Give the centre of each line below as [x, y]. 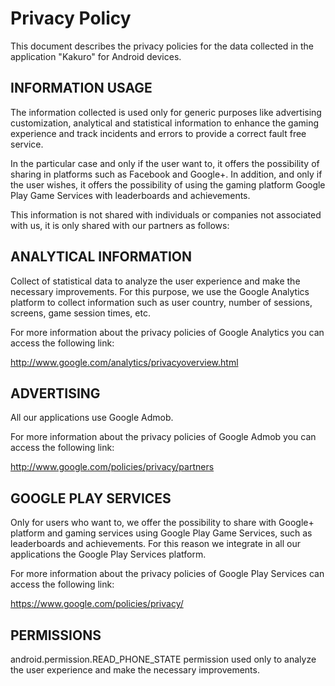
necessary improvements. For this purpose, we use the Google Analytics [160, 291]
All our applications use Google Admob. [92, 418]
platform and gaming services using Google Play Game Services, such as [161, 533]
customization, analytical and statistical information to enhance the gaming [165, 123]
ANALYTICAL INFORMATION [101, 257]
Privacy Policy [71, 18]
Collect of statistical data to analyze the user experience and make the [155, 281]
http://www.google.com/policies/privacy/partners [112, 467]
